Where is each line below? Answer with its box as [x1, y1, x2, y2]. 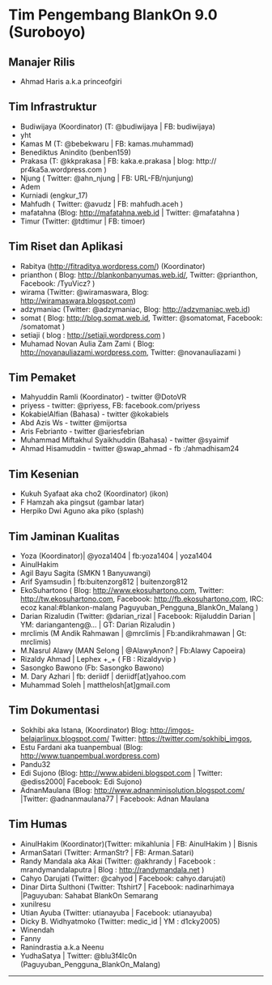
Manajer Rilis [8, 55, 75, 69]
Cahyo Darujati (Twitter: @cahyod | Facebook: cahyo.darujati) [19, 873, 227, 883]
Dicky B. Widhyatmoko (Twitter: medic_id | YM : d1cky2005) [19, 916, 221, 926]
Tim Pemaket [8, 371, 77, 385]
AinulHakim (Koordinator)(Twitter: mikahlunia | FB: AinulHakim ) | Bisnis [19, 838, 257, 848]
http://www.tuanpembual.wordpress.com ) [19, 751, 160, 761]
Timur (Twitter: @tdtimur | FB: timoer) [19, 216, 146, 226]
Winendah [19, 925, 55, 935]
